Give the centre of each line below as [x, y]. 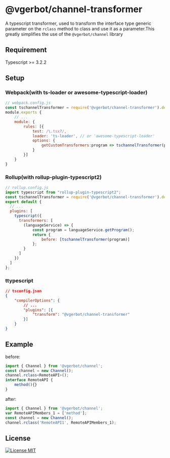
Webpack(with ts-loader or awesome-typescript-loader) [76, 93]
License [18, 438]
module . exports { [24, 112]
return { [41, 235]
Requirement [26, 50]
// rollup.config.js [27, 188]
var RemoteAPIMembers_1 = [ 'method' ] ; [46, 413]
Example [19, 344]
